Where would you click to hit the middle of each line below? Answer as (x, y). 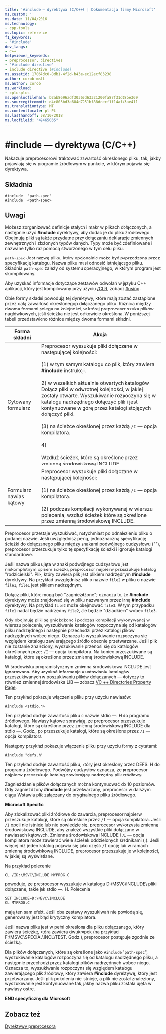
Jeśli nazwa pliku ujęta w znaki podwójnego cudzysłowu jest (67, 564)
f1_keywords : (19, 38)
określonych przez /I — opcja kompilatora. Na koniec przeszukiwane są (79, 652)
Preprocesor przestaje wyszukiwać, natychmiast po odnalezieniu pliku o (79, 533)
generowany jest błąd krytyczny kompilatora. (51, 917)
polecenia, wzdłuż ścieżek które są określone (94, 515)
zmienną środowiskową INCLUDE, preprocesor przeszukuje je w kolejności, (82, 851)
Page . (11, 688)
